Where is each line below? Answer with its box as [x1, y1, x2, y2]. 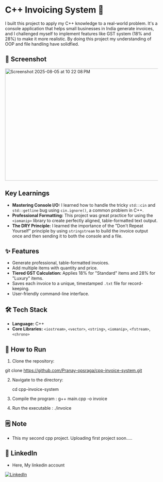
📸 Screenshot [5, 55, 47, 64]
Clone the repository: [12, 358, 55, 364]
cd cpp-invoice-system [12, 386, 59, 392]
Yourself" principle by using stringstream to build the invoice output [12, 228, 148, 233]
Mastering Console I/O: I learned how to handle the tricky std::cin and [12, 202, 156, 208]
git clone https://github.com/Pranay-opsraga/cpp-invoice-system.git [5, 367, 142, 373]
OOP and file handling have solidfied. [5, 41, 79, 47]
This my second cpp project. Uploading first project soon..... [12, 435, 132, 441]
